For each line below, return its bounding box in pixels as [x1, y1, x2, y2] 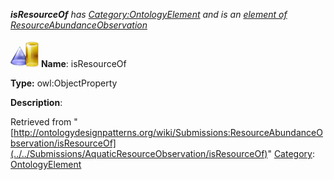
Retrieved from [10, 116, 72, 128]
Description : [10, 97, 63, 108]
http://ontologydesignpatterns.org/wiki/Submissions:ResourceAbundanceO [13, 127, 323, 138]
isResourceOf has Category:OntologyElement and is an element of [10, 9, 288, 20]
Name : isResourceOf [40, 58, 127, 69]
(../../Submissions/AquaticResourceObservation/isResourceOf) [10, 148, 268, 159]
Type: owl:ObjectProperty [10, 77, 118, 89]
